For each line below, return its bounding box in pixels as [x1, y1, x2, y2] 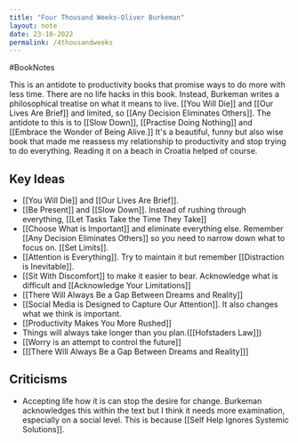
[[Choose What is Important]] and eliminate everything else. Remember [21, 223, 284, 234]
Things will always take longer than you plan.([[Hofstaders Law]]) [21, 327, 262, 338]
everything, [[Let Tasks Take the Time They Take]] [21, 214, 207, 225]
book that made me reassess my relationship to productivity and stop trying [9, 136, 286, 147]
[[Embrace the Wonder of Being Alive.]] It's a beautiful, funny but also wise [9, 126, 284, 138]
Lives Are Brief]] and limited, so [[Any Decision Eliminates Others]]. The [9, 108, 271, 118]
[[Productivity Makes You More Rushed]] [21, 318, 172, 329]
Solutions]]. [21, 423, 65, 434]
